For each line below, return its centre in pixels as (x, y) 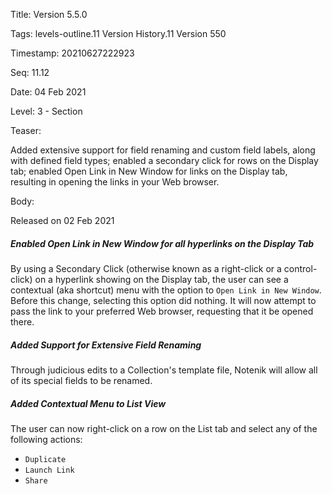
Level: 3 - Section (46, 111)
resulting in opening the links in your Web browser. (115, 182)
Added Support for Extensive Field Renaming (106, 345)
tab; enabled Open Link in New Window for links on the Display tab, (149, 171)
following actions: (46, 439)
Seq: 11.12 (30, 72)
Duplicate (45, 459)
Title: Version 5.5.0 (49, 14)
